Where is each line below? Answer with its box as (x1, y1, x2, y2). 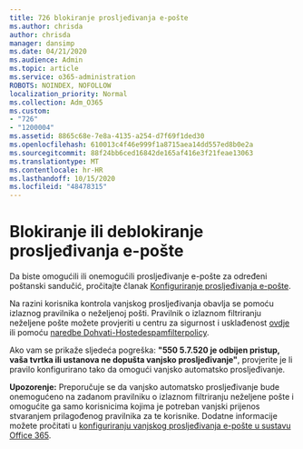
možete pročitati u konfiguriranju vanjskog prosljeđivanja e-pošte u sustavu (9, 420, 292, 432)
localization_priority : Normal (9, 89, 128, 98)
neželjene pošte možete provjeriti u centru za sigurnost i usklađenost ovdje (9, 317, 290, 328)
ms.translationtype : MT (9, 156, 100, 166)
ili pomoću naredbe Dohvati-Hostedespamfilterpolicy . (9, 327, 210, 338)
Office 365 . (9, 430, 52, 441)
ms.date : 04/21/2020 (9, 47, 88, 56)
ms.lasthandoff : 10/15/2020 (9, 174, 116, 183)
